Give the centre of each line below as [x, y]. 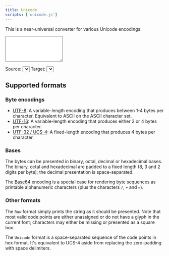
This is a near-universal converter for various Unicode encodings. [74, 29]
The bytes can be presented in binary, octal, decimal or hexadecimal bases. [84, 162]
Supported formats [36, 85]
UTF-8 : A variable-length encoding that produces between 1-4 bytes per [88, 111]
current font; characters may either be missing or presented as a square [80, 222]
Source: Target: [25, 69]
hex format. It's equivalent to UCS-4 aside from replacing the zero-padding [83, 242]
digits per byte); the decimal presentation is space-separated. [69, 172]
